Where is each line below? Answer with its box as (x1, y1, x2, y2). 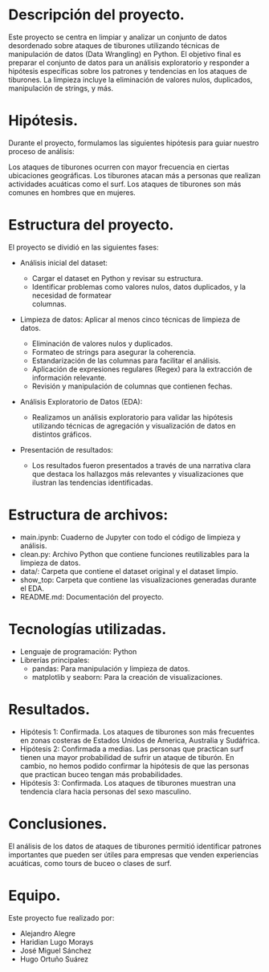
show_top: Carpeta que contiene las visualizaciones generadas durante (19, 575, 257, 584)
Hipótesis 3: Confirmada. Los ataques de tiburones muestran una (19, 778, 236, 787)
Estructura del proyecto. (8, 216, 174, 234)
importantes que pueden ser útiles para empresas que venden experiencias (8, 849, 259, 860)
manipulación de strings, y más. (8, 83, 114, 93)
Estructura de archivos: (8, 506, 169, 523)
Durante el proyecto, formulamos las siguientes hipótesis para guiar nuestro (8, 138, 259, 148)
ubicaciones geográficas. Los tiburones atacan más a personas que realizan (8, 170, 261, 180)
